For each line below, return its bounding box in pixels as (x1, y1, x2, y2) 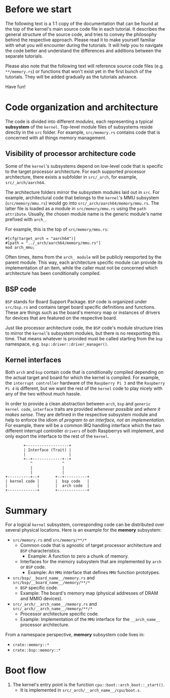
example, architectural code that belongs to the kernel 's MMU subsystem (5, 194, 159, 201)
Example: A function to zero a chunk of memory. (27, 553, 129, 559)
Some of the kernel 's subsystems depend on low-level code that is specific (5, 163, 163, 169)
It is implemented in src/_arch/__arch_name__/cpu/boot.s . (20, 687, 141, 693)
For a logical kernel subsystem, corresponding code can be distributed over (5, 521, 165, 528)
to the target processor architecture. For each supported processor (5, 168, 146, 174)
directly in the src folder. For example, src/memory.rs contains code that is (5, 129, 160, 135)
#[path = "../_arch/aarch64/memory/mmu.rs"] (5, 240, 101, 245)
